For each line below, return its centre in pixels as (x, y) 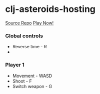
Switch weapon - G (32, 86)
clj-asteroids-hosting (50, 9)
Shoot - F (22, 81)
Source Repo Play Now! (29, 23)
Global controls (24, 36)
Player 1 (15, 65)
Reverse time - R (29, 47)
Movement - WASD (32, 76)
